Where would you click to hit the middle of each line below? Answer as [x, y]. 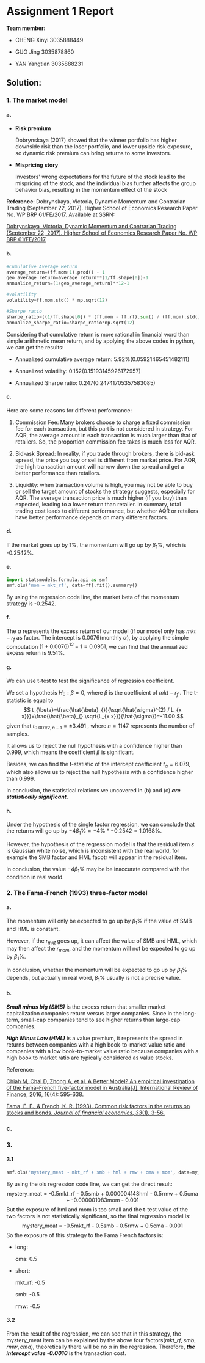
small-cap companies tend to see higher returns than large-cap [101, 1020]
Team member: [26, 28]
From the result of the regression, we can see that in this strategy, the [94, 1334]
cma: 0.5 [26, 1259]
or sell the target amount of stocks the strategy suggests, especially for [105, 491]
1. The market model [37, 100]
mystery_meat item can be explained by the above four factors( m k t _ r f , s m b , [101, 1340]
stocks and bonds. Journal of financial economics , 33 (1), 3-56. [86, 1113]
